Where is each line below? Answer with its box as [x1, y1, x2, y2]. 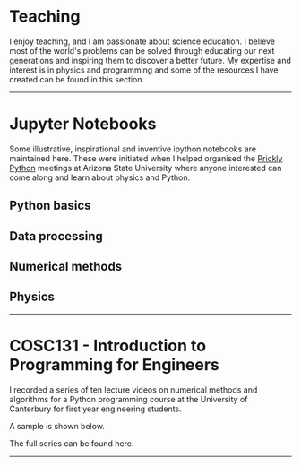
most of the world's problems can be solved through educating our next [9, 45, 275, 56]
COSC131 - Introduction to [9, 336, 207, 356]
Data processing [9, 229, 103, 244]
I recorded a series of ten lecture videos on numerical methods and [9, 384, 258, 395]
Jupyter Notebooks [9, 114, 157, 134]
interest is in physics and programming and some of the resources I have [9, 65, 279, 75]
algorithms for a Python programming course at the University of [9, 393, 248, 404]
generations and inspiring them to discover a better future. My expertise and [9, 55, 291, 65]
